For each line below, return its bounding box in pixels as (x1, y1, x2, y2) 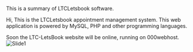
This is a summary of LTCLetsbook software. (6, 5, 114, 12)
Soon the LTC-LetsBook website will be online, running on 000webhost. (6, 34, 180, 40)
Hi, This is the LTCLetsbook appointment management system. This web (6, 16, 181, 23)
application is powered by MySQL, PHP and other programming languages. (6, 23, 188, 29)
